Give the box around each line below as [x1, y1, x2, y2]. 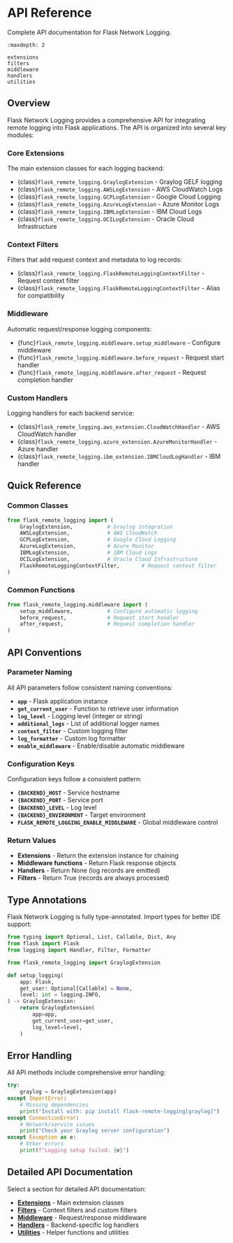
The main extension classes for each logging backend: [7, 164, 165, 173]
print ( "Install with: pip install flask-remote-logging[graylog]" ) [20, 1107, 220, 1115]
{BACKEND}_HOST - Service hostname [17, 788, 120, 797]
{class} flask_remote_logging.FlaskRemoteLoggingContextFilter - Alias [17, 284, 220, 292]
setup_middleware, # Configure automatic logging [20, 607, 198, 615]
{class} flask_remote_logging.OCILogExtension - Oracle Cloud [17, 215, 194, 223]
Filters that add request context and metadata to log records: [7, 255, 183, 264]
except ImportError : [7, 1095, 68, 1102]
